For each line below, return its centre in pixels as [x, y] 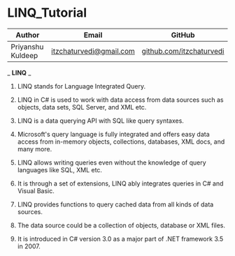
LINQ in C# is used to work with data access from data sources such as [120, 100]
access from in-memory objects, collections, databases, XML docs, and [121, 142]
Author [28, 35]
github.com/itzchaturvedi [183, 51]
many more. [35, 149]
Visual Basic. [36, 190]
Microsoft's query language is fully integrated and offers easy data [113, 134]
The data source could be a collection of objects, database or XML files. [121, 225]
